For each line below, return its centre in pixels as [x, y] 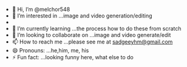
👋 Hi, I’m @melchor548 [41, 9]
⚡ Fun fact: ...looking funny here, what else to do [73, 57]
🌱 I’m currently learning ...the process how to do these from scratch [97, 28]
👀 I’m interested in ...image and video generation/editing [82, 16]
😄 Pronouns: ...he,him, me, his [50, 50]
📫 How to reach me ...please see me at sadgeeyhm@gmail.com [92, 42]
